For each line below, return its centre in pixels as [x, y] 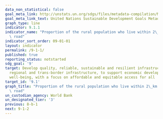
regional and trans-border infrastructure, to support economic [76, 73]
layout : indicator [24, 46]
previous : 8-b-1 [21, 104]
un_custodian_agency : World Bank [39, 95]
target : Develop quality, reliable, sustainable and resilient [70, 68]
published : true [21, 55]
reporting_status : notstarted [36, 59]
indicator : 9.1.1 [23, 28]
